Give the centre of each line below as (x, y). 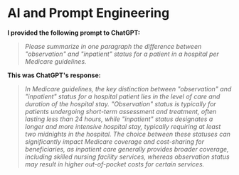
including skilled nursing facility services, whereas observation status (127, 157)
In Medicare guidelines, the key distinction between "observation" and (128, 89)
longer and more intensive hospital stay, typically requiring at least (123, 126)
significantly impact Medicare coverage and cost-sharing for (115, 141)
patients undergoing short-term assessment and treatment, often (121, 111)
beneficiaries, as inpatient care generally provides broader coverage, (127, 149)
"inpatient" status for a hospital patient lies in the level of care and (122, 96)
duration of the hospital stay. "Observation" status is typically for (121, 103)
